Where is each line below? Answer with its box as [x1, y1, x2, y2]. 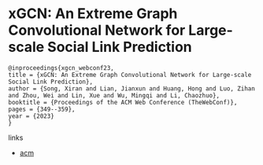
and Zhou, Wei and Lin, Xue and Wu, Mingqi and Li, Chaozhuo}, [8, 91, 220, 99]
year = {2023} [8, 112, 55, 120]
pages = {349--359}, [8, 105, 76, 113]
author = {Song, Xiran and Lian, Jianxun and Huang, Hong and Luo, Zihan [8, 84, 256, 93]
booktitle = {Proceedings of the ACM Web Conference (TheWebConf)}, [8, 98, 238, 106]
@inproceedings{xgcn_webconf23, [8, 64, 114, 71]
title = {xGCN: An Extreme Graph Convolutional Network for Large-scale [8, 71, 252, 79]
